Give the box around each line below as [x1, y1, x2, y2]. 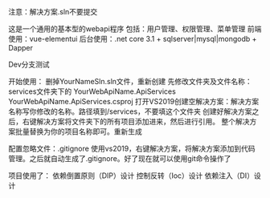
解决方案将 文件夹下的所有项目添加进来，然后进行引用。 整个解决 [35, 117, 250, 126]
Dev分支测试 [8, 59, 50, 69]
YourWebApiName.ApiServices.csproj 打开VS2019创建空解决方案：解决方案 [8, 97, 260, 106]
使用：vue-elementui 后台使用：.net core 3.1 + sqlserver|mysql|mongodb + [8, 34, 257, 43]
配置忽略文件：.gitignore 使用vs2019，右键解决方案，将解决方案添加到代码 [8, 143, 256, 153]
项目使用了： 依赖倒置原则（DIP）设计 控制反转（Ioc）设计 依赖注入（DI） [8, 171, 255, 180]
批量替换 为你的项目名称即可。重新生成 [14, 127, 142, 136]
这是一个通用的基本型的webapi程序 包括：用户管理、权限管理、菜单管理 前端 [8, 24, 262, 34]
